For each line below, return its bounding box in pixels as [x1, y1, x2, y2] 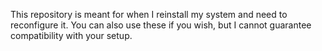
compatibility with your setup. [10, 30, 133, 41]
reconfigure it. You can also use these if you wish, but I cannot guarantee [10, 19, 312, 31]
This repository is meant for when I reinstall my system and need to [10, 9, 288, 20]
